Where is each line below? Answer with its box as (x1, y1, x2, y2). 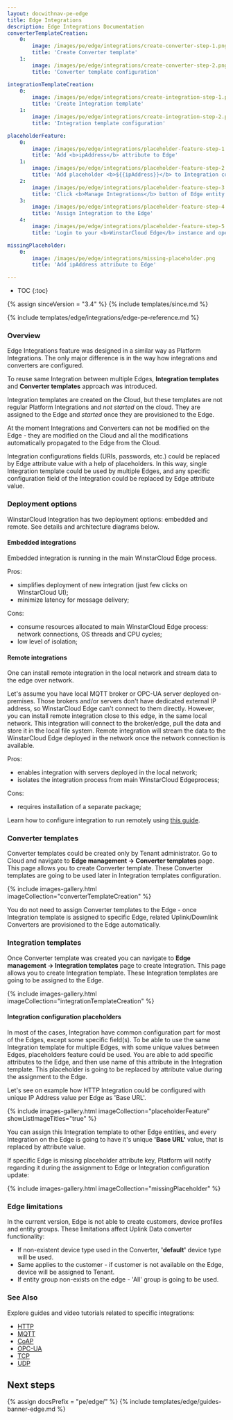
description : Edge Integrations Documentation (7, 23, 144, 30)
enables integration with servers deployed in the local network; (17, 768, 198, 776)
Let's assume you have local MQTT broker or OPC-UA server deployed (7, 689, 210, 698)
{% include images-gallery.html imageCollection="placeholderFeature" (7, 1107, 210, 1115)
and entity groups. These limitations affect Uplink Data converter (7, 1225, 192, 1234)
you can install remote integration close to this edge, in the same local (7, 712, 207, 720)
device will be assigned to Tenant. (17, 1268, 115, 1277)
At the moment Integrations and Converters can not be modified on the (7, 424, 210, 432)
